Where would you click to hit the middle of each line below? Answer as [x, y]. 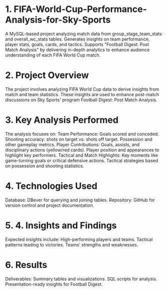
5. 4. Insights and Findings [61, 225]
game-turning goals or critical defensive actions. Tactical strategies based [82, 160]
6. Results [26, 265]
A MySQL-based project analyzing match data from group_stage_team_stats [84, 34]
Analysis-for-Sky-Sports [58, 20]
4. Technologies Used [51, 186]
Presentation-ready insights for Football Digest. [54, 284]
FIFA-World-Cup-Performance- [80, 9]
